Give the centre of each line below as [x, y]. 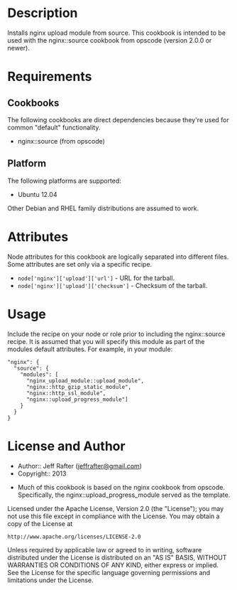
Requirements [50, 77]
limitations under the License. [50, 580]
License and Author [66, 446]
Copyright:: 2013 [42, 473]
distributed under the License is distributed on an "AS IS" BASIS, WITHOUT [117, 557]
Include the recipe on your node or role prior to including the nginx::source [116, 334]
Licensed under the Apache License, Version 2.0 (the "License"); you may [116, 508]
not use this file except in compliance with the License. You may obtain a [114, 516]
